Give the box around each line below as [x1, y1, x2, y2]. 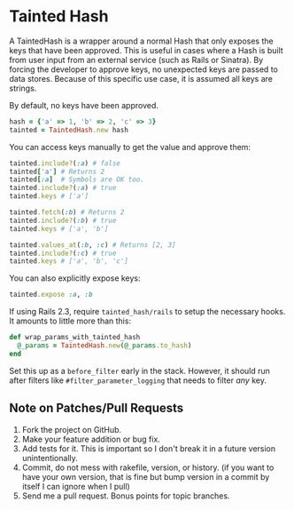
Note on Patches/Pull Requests [9, 401, 184, 416]
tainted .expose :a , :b [9, 291, 93, 299]
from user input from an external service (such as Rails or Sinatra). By [9, 54, 264, 65]
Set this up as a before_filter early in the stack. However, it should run [9, 365, 270, 376]
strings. [9, 83, 37, 93]
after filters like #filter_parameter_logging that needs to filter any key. [9, 375, 267, 386]
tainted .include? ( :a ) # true [9, 184, 117, 193]
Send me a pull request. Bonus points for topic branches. [21, 490, 230, 501]
